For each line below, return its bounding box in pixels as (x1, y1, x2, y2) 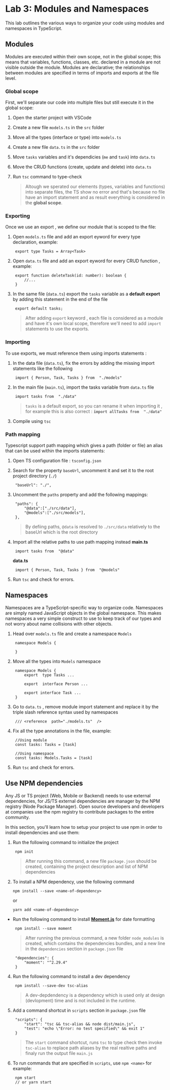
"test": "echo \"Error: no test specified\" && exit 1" (24, 1026, 145, 1031)
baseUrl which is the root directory (25, 529, 98, 535)
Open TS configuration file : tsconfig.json (12, 457, 101, 463)
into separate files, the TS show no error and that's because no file (25, 189, 165, 195)
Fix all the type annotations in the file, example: (12, 728, 112, 734)
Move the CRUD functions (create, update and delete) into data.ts (12, 164, 152, 170)
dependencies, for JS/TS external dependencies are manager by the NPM (5, 798, 160, 804)
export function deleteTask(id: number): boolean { (15, 273, 127, 278)
